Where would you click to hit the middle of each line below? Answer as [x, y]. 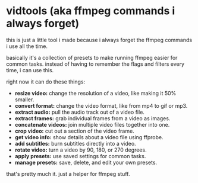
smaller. [24, 99]
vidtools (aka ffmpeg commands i [91, 11]
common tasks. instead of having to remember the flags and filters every [95, 64]
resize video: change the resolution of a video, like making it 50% [95, 93]
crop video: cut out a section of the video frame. [75, 131]
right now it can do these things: [46, 82]
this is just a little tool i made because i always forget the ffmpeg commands [99, 40]
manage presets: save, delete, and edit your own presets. [86, 162]
